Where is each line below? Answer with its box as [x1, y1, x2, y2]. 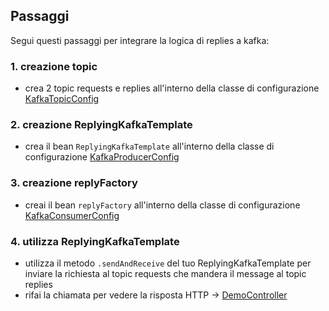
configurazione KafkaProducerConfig [24, 151, 180, 163]
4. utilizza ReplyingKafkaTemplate [10, 234, 180, 248]
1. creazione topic [10, 59, 98, 73]
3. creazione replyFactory [10, 176, 138, 190]
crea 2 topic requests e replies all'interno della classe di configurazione [24, 82, 320, 94]
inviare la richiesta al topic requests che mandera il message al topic [24, 268, 307, 279]
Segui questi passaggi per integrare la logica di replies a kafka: [10, 34, 270, 46]
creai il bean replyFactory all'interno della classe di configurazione [24, 199, 301, 211]
